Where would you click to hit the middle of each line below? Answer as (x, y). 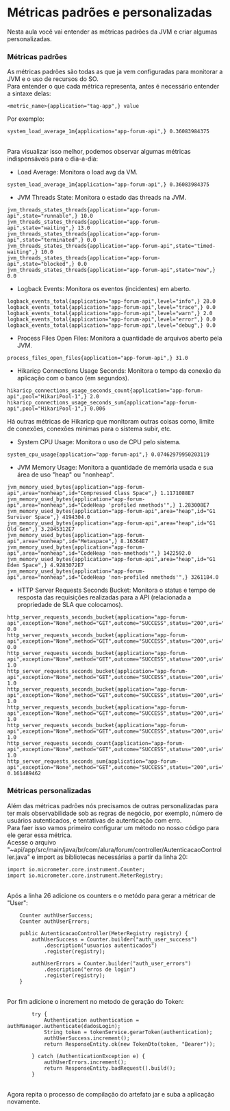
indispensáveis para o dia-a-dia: (52, 159)
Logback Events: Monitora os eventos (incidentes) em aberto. (104, 289)
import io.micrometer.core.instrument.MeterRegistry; (86, 875)
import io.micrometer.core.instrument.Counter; (76, 869)
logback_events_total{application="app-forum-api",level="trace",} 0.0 (111, 308)
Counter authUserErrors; (55, 921)
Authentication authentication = (91, 1020)
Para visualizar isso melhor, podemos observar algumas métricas (99, 152)
